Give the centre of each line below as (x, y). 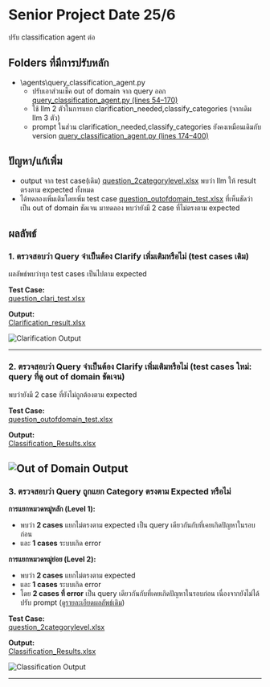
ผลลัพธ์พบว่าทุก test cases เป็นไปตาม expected (78, 274)
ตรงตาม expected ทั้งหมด (57, 189)
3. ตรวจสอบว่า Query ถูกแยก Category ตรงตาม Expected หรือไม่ (120, 491)
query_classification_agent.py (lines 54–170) (105, 100)
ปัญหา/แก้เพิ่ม (35, 161)
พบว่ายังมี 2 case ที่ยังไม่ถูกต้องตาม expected (73, 394)
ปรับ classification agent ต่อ (52, 37)
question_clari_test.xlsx (47, 299)
